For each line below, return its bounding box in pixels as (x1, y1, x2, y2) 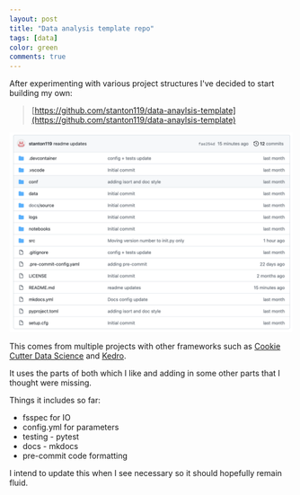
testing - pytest (22, 431, 79, 442)
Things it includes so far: (9, 394, 101, 405)
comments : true (9, 52, 66, 62)
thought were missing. (9, 377, 93, 388)
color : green (9, 43, 58, 52)
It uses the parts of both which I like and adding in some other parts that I (9, 367, 281, 378)
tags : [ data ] (9, 33, 58, 42)
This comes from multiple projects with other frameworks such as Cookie (9, 340, 281, 351)
